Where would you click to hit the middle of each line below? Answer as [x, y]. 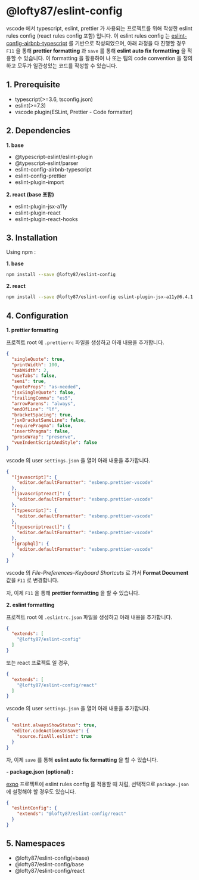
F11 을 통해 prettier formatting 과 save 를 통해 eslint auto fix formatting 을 [96, 50]
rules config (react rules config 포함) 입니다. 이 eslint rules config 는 [88, 36]
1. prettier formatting [32, 330]
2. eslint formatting [30, 605]
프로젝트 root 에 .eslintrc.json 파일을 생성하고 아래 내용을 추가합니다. [89, 617]
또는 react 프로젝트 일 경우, [38, 663]
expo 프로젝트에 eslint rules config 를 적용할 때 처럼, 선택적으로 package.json [98, 784]
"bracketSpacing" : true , [42, 415]
